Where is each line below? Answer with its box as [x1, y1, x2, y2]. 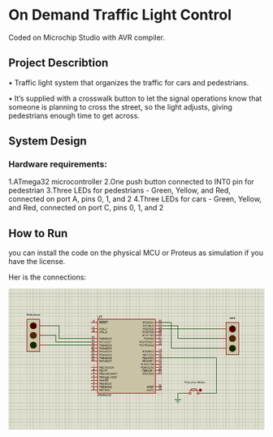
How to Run [8, 226, 68, 240]
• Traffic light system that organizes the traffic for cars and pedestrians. [8, 77, 249, 87]
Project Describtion [8, 56, 109, 70]
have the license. [8, 257, 66, 266]
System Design [8, 134, 87, 148]
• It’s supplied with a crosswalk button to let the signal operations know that [8, 93, 262, 103]
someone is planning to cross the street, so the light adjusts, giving [8, 102, 233, 111]
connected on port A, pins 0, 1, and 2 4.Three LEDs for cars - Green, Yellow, [8, 194, 262, 204]
